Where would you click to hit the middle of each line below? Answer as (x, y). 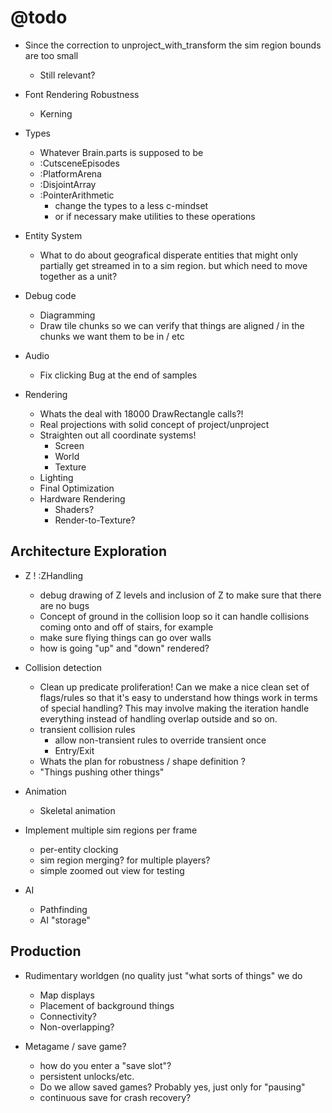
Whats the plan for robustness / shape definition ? (142, 761)
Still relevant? (67, 75)
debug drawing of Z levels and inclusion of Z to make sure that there (180, 595)
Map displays (67, 995)
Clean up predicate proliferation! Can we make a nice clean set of (174, 687)
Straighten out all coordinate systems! (118, 435)
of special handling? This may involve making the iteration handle (174, 708)
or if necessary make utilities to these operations (155, 216)
